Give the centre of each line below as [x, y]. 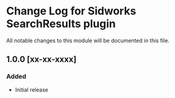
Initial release [31, 90]
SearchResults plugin [61, 24]
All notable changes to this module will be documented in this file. [88, 40]
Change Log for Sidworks [71, 11]
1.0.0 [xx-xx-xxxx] [41, 59]
